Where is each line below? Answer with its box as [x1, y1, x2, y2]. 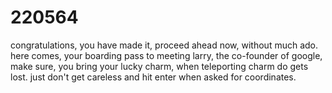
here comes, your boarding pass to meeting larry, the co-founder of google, [10, 49, 323, 61]
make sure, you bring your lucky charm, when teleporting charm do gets [10, 60, 309, 72]
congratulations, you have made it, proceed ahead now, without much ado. [10, 39, 319, 51]
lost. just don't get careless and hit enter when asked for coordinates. [10, 71, 297, 83]
